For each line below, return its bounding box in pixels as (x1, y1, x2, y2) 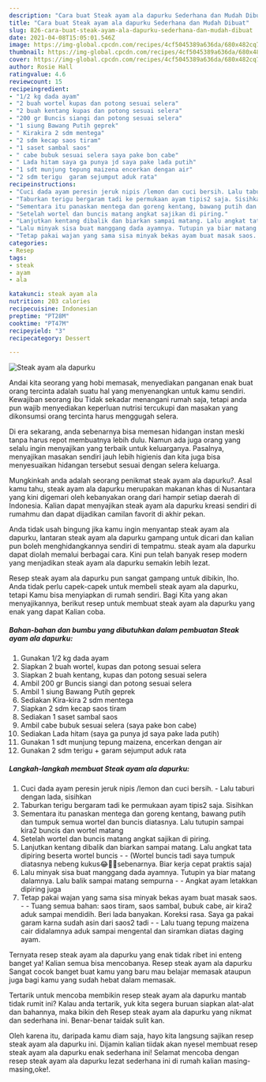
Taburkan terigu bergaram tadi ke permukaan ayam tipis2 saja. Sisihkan (20, 801, 253, 810)
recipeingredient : (9, 85, 69, 93)
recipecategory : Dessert (9, 334, 91, 342)
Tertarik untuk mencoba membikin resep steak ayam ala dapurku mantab (9, 990, 247, 1000)
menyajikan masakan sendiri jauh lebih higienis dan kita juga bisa (9, 452, 221, 462)
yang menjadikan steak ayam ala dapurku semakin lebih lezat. (9, 558, 211, 568)
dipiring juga (20, 885, 62, 894)
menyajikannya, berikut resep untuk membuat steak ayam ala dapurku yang (9, 599, 256, 608)
